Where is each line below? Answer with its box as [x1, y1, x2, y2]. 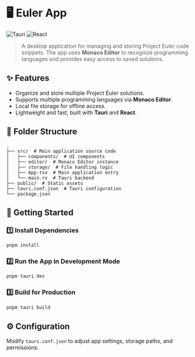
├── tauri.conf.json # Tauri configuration [6, 185, 122, 191]
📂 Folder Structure [6, 127, 78, 137]
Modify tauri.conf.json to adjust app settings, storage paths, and [6, 337, 173, 345]
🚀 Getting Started [6, 207, 74, 218]
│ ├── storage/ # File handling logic [6, 164, 114, 170]
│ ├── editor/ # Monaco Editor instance [6, 158, 119, 165]
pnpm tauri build [6, 304, 51, 311]
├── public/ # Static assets [6, 180, 84, 186]
